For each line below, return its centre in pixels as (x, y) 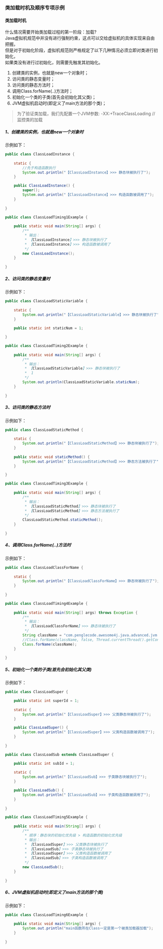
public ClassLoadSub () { (39, 791)
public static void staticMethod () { (52, 457)
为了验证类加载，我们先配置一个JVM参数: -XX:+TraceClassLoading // (86, 114)
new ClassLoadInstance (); (49, 253)
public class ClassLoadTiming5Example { (47, 817)
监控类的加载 (30, 120)
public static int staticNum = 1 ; (49, 328)
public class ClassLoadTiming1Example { (47, 217)
